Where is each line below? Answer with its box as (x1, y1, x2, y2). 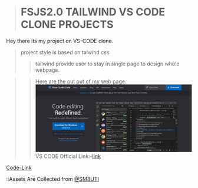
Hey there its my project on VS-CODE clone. (6, 37, 114, 44)
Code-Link (6, 164, 32, 171)
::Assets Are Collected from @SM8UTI (6, 175, 99, 182)
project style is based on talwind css (20, 48, 110, 55)
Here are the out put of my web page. (35, 78, 127, 85)
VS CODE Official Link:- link (35, 153, 101, 160)
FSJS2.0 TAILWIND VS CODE (20, 5, 166, 19)
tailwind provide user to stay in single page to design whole (35, 60, 180, 67)
